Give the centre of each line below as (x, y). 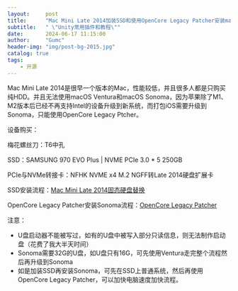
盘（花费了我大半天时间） (55, 244)
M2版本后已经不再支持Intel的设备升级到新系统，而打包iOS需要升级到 (107, 105)
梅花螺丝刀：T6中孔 (36, 144)
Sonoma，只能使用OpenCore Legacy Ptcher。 (75, 114)
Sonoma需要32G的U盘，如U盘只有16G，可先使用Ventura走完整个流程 (119, 253)
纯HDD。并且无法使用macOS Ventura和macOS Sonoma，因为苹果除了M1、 (117, 97)
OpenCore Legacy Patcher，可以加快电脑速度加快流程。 (100, 279)
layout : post (33, 14)
